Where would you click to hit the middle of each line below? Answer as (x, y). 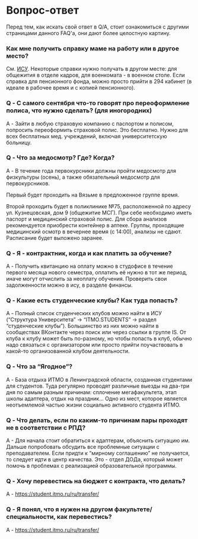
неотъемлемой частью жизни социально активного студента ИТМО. (93, 405)
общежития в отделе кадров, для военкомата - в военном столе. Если (96, 75)
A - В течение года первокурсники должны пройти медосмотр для (91, 170)
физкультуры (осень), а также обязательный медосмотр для (83, 177)
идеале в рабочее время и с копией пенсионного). (71, 88)
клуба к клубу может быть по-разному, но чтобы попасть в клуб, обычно (99, 338)
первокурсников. (28, 183)
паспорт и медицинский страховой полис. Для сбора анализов (87, 219)
